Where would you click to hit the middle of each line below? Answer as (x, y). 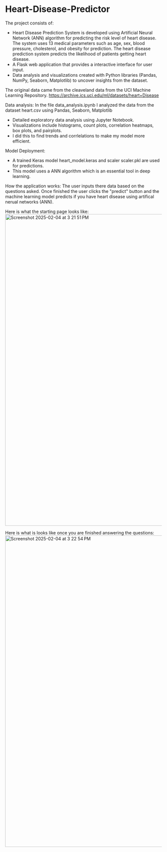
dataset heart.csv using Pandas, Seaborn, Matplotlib (59, 110)
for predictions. (28, 166)
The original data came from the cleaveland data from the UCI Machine (78, 90)
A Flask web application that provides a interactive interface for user (82, 64)
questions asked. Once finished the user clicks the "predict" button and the (82, 191)
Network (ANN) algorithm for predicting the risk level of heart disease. (84, 38)
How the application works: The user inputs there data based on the (75, 186)
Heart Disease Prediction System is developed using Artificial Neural (83, 32)
